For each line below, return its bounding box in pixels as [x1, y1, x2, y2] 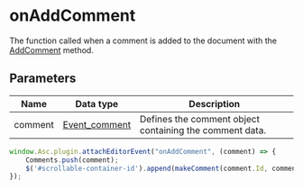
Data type [75, 97, 119, 110]
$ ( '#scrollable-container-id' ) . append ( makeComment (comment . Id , [25, 164, 269, 173]
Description [188, 97, 241, 110]
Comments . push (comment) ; [25, 155, 119, 165]
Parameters [9, 71, 77, 86]
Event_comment [62, 118, 132, 130]
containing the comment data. [139, 123, 267, 136]
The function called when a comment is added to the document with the [9, 35, 278, 46]
